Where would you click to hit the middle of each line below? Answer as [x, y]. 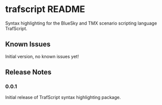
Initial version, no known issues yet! [42, 56]
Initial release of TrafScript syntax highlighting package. [63, 97]
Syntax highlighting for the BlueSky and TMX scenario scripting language [81, 23]
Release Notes [28, 72]
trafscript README [45, 9]
